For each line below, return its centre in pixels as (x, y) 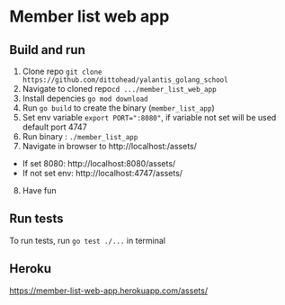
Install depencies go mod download (85, 98)
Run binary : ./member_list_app (80, 136)
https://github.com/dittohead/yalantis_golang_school (125, 80)
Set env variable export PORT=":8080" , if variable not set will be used (149, 117)
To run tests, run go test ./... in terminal (88, 240)
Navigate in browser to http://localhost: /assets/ (110, 146)
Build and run (47, 50)
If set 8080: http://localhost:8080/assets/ (99, 163)
